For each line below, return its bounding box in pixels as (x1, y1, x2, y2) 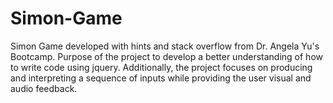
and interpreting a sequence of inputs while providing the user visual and (10, 72, 312, 84)
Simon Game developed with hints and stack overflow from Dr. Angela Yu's (10, 40, 320, 52)
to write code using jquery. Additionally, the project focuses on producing (10, 61, 313, 73)
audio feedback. (10, 82, 78, 94)
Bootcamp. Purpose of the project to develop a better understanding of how (10, 50, 323, 62)
